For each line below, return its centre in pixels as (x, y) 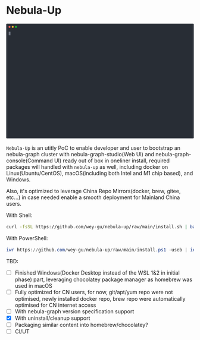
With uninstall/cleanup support (52, 318)
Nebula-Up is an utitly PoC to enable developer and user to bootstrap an (93, 148)
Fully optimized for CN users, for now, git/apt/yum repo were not (94, 292)
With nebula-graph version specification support (74, 311)
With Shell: (19, 215)
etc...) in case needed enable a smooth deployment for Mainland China (93, 197)
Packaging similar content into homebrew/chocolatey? (82, 325)
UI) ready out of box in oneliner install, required (112, 160)
